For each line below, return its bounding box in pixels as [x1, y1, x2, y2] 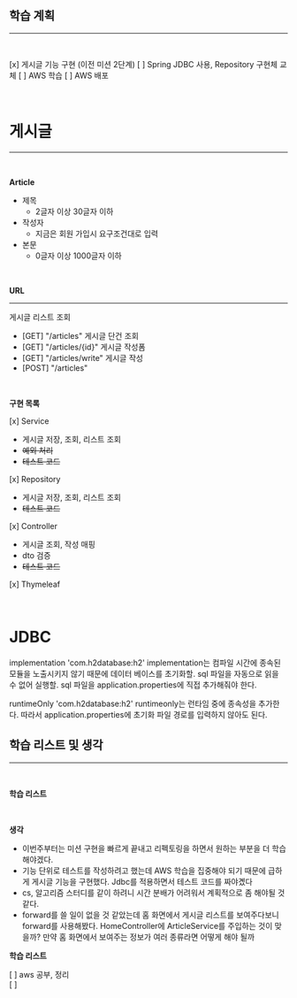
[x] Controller [9, 520, 57, 531]
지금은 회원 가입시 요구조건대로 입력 [34, 228, 159, 239]
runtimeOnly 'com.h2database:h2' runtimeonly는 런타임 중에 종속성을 [9, 698, 256, 709]
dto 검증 [21, 549, 51, 560]
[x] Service [9, 415, 49, 426]
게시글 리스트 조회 [9, 311, 71, 322]
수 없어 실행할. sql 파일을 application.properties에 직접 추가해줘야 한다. [9, 679, 257, 690]
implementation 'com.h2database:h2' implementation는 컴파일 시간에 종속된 [9, 657, 281, 668]
